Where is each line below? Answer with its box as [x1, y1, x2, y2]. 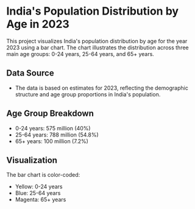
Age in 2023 [6, 17, 70, 31]
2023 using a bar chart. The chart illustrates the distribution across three [6, 44, 189, 51]
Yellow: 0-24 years [15, 183, 63, 190]
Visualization [6, 155, 58, 165]
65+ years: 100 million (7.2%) [15, 137, 88, 144]
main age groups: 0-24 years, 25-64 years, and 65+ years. [6, 50, 154, 57]
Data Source [6, 68, 54, 79]
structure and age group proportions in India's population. [15, 90, 161, 98]
